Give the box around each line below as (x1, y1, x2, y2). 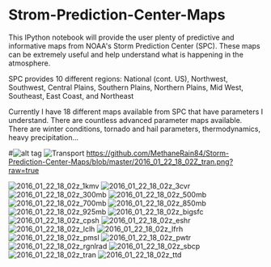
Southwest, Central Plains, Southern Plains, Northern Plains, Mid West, (8, 83, 244, 92)
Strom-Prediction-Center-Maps (8, 6, 226, 24)
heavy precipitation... (8, 132, 79, 142)
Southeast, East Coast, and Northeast (8, 91, 134, 100)
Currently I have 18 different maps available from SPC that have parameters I (8, 107, 264, 117)
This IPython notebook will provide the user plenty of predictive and (8, 32, 235, 42)
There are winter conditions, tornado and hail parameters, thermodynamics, (8, 124, 261, 133)
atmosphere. (8, 58, 51, 68)
